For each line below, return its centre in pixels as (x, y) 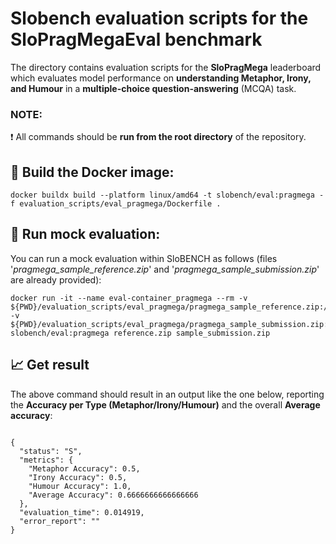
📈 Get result (50, 365)
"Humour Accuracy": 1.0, (80, 486)
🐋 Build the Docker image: (92, 172)
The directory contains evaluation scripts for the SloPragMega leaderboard (166, 67)
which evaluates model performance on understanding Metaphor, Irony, (161, 78)
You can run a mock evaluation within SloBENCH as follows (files (144, 258)
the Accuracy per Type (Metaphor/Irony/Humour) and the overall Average (165, 404)
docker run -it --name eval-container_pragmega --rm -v (129, 298)
